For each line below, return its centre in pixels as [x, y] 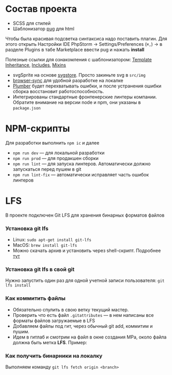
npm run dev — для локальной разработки [59, 153]
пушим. [21, 331]
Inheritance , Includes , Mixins [36, 65]
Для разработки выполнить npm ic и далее [52, 142]
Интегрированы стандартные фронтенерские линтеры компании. [85, 97]
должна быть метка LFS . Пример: [50, 342]
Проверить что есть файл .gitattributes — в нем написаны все [83, 315]
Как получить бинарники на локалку [54, 355]
